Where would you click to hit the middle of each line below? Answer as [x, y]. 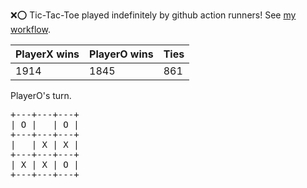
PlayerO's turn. [41, 95]
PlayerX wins [47, 54]
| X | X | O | [45, 164]
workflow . [30, 29]
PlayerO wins [121, 54]
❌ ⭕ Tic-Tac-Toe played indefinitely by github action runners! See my [153, 15]
